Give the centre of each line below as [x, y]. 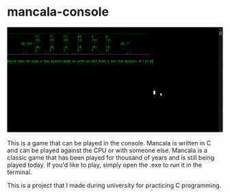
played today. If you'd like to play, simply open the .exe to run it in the [105, 165]
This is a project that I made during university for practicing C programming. [114, 186]
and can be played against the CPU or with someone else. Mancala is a [107, 150]
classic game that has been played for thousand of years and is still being [111, 158]
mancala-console [58, 12]
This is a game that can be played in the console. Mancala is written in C [109, 143]
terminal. [20, 172]
